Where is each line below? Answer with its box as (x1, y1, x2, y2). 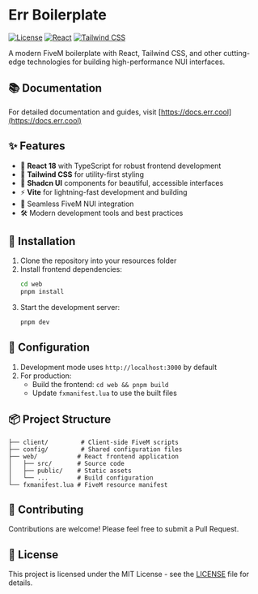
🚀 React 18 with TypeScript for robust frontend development (19, 161, 222, 170)
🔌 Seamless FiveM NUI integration (19, 199, 134, 209)
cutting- (223, 48, 251, 58)
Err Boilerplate (8, 6, 107, 24)
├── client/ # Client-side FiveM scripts (8, 438, 180, 446)
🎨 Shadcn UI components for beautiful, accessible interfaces (19, 178, 224, 187)
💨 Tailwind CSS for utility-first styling (19, 169, 144, 179)
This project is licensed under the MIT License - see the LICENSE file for (8, 570, 249, 579)
